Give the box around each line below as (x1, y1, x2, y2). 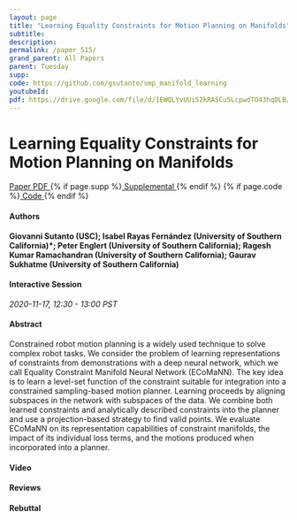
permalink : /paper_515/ (9, 46, 97, 55)
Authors (9, 210, 41, 221)
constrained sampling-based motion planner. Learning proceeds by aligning (9, 386, 286, 396)
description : (9, 37, 57, 47)
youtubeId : (9, 87, 49, 96)
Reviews (9, 483, 42, 493)
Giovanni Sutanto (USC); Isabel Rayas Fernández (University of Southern (9, 231, 283, 241)
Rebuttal (9, 502, 42, 513)
